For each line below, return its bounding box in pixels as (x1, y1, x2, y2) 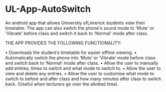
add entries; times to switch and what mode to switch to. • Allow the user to (5, 65, 161, 71)
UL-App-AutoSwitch (5, 3, 91, 15)
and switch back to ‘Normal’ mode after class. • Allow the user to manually (5, 60, 159, 66)
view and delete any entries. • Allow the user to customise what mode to (5, 70, 155, 76)
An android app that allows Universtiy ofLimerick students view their (5, 20, 146, 26)
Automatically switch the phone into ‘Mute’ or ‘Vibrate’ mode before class (5, 54, 156, 60)
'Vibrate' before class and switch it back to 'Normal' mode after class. (5, 30, 149, 36)
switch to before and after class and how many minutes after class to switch (5, 76, 162, 82)
